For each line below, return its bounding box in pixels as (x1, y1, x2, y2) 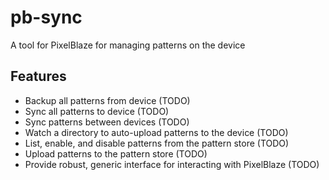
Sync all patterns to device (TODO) (24, 105, 170, 117)
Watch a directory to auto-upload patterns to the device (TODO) (24, 126, 289, 138)
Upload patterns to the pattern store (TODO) (24, 147, 208, 160)
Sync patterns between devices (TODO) (24, 116, 190, 128)
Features (10, 68, 67, 85)
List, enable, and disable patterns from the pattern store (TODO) (24, 137, 290, 149)
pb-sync (10, 6, 83, 29)
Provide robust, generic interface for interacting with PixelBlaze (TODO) (24, 158, 320, 170)
